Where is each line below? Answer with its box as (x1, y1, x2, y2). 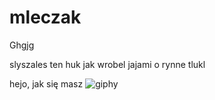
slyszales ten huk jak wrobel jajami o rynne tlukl (9, 58, 206, 70)
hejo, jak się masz (9, 77, 84, 90)
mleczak (9, 6, 82, 29)
